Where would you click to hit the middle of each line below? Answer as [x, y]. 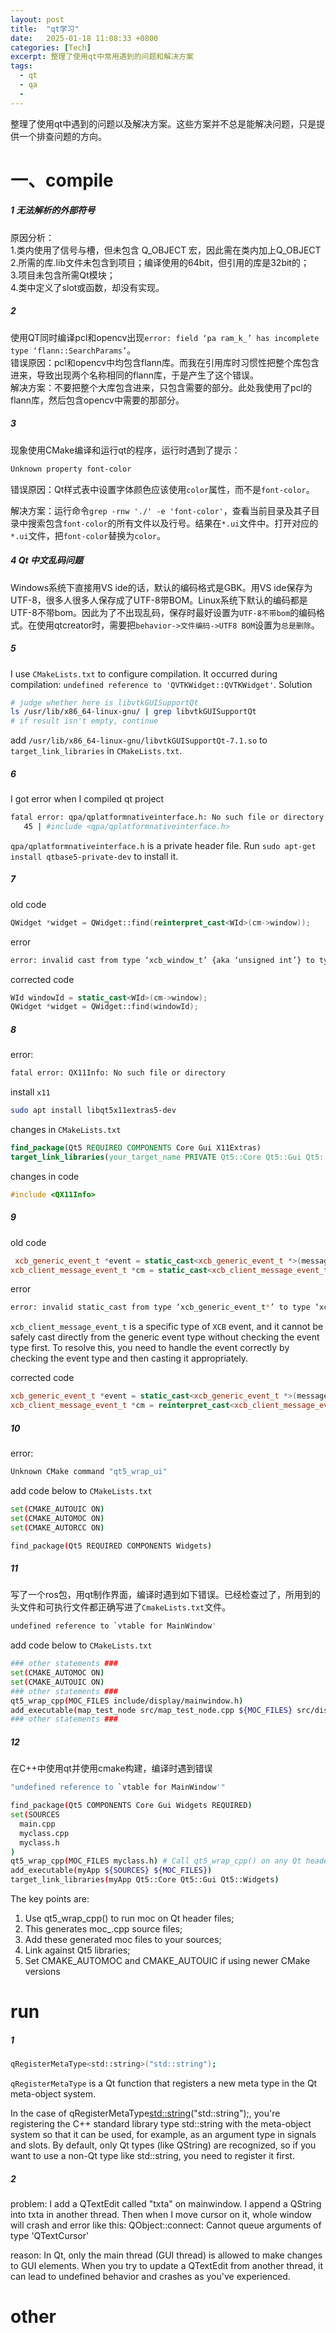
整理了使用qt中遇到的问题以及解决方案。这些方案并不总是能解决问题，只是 [163, 123]
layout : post [37, 19]
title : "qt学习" [45, 29]
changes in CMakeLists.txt [66, 1130]
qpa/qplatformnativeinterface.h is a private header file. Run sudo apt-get [163, 845]
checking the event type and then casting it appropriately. [129, 1358]
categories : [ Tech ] [51, 47]
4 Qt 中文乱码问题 [47, 560]
